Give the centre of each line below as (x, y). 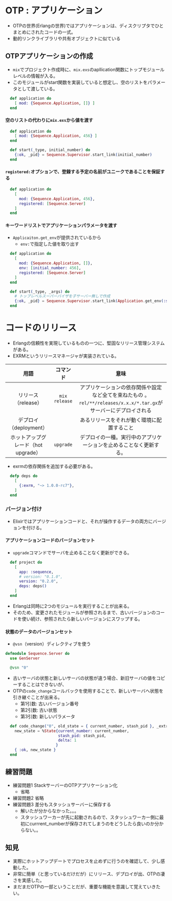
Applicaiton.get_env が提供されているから (57, 238)
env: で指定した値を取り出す (50, 244)
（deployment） (28, 428)
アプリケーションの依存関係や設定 (121, 388)
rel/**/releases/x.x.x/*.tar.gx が (121, 403)
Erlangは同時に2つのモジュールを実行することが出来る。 (72, 606)
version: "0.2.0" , (38, 582)
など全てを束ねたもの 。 (121, 395)
